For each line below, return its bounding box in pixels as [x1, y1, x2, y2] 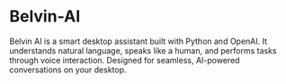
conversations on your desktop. [9, 64, 128, 75]
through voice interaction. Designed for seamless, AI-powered [9, 55, 240, 65]
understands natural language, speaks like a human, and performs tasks [9, 45, 277, 55]
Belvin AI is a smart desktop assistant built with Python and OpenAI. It [9, 36, 268, 46]
